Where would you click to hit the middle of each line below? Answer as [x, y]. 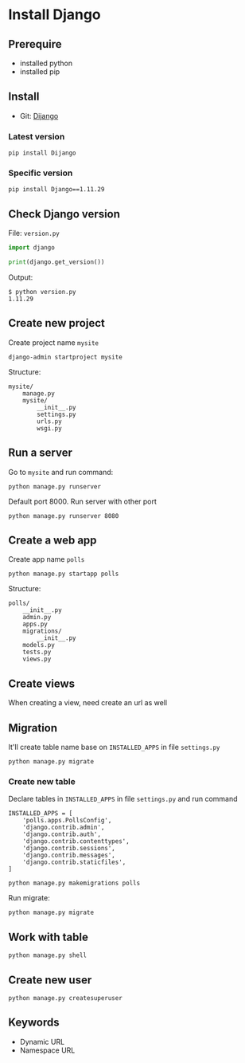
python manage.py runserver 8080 [64, 516]
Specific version [41, 173]
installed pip [40, 72]
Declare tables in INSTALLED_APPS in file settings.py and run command [123, 799]
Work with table [49, 937]
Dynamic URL [42, 1041]
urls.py [49, 421]
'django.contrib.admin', [64, 828]
